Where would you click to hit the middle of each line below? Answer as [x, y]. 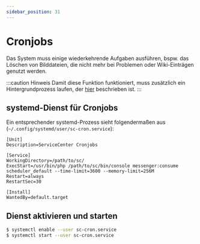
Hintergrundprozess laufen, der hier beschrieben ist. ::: [74, 89]
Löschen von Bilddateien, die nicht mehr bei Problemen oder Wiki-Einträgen [100, 64]
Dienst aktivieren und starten [62, 216]
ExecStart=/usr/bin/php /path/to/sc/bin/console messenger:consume [92, 166]
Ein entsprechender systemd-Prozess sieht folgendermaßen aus [86, 122]
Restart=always [25, 177]
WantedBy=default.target [37, 198]
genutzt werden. [26, 71]
